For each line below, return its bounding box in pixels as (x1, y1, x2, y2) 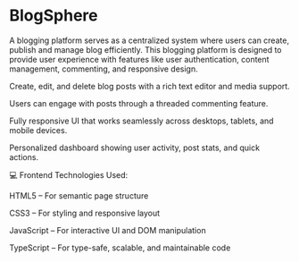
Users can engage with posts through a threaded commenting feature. (9, 97, 269, 108)
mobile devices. (9, 124, 68, 135)
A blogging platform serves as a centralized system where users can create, (9, 35, 290, 46)
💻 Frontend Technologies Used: (9, 169, 129, 180)
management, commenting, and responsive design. (9, 63, 198, 74)
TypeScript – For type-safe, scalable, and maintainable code (9, 242, 231, 253)
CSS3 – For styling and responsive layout (9, 207, 161, 218)
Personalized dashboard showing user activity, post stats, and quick (9, 142, 261, 153)
